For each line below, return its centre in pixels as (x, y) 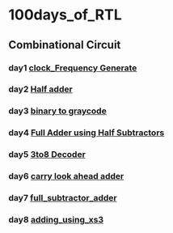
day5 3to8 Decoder (47, 155)
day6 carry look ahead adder (66, 176)
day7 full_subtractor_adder (63, 198)
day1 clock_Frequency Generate (73, 68)
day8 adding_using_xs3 (56, 219)
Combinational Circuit (65, 45)
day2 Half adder (40, 89)
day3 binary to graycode (57, 111)
